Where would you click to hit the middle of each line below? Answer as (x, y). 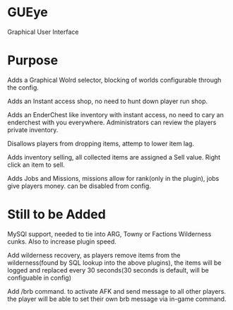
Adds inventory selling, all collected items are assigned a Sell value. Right (114, 157)
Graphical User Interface (43, 32)
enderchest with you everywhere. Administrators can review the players (112, 122)
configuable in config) (40, 278)
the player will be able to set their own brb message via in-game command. (117, 299)
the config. (23, 87)
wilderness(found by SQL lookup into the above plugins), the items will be (114, 263)
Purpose (33, 60)
